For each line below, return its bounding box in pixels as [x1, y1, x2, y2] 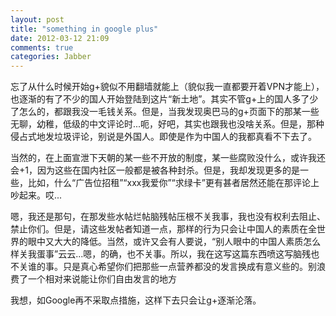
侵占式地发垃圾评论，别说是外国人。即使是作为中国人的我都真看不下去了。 [10, 131, 317, 143]
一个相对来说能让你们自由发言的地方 [27, 273, 177, 285]
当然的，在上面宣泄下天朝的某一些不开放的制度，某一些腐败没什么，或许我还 [10, 152, 326, 164]
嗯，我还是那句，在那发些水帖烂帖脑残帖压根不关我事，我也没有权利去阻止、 [10, 211, 326, 223]
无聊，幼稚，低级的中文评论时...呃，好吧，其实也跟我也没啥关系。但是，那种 [10, 118, 325, 130]
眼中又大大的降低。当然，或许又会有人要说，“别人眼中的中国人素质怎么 [27, 236, 322, 248]
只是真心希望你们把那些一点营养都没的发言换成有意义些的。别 [62, 261, 317, 273]
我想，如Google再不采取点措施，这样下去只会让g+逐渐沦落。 [10, 294, 262, 306]
